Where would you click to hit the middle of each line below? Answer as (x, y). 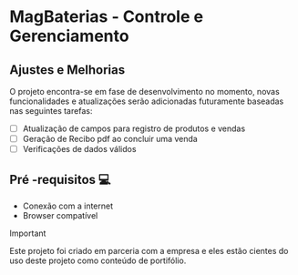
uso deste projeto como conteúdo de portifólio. (98, 260)
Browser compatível (60, 215)
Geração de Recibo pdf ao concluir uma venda (110, 139)
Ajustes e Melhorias (67, 70)
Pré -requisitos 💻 (60, 179)
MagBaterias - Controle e (106, 17)
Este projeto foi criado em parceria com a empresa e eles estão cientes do (149, 251)
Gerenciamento (69, 36)
